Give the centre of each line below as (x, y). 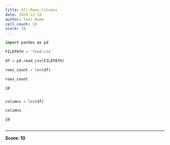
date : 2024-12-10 (24, 15)
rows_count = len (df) (28, 70)
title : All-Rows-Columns (31, 10)
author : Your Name (25, 19)
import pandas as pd (27, 43)
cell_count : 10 (21, 24)
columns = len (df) (25, 102)
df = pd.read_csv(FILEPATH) (35, 61)
